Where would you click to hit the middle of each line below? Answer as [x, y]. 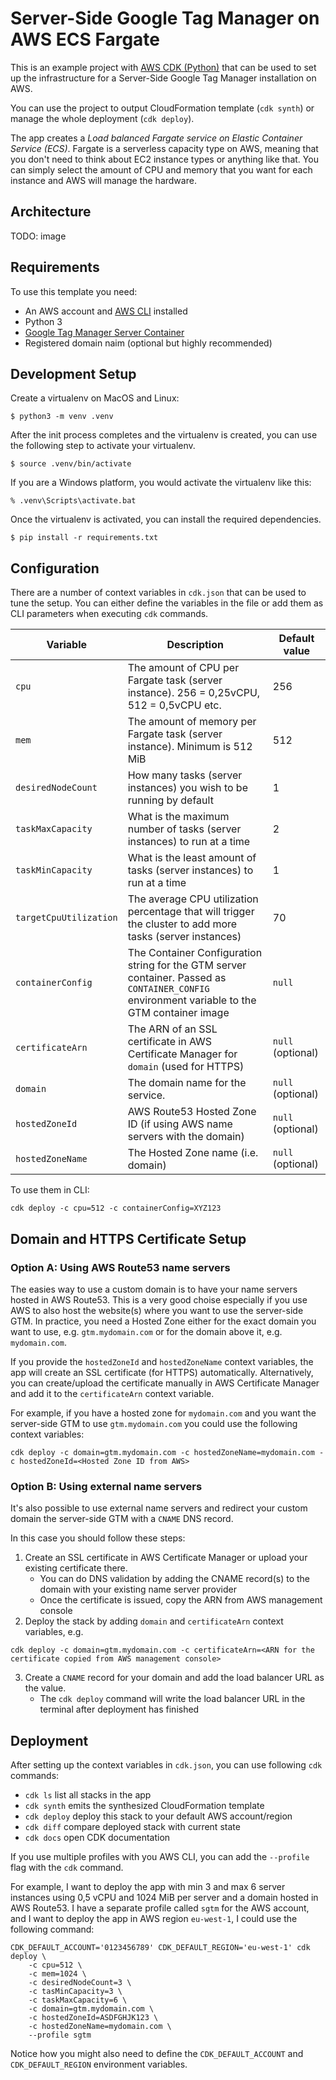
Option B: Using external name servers [106, 1486]
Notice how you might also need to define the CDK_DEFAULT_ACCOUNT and [157, 2053]
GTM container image [178, 1013]
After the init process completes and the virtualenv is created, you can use [164, 435]
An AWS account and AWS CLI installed [106, 311]
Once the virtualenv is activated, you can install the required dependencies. [166, 519]
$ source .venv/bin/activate [71, 464]
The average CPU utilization [193, 899]
